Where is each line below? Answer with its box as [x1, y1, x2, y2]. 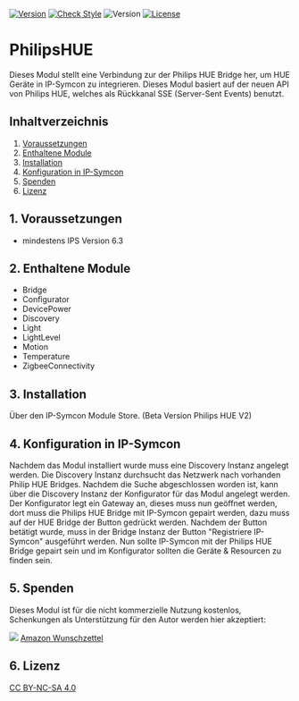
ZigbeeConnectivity [21, 360, 96, 371]
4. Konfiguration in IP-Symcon [9, 436, 181, 452]
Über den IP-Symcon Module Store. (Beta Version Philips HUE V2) [9, 410, 253, 421]
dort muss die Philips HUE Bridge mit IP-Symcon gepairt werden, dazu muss [9, 508, 290, 518]
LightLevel [21, 332, 61, 343]
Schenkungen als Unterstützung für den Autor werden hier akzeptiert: [9, 613, 266, 625]
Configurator [21, 294, 70, 305]
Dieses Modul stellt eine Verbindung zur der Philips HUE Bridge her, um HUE [9, 69, 291, 80]
